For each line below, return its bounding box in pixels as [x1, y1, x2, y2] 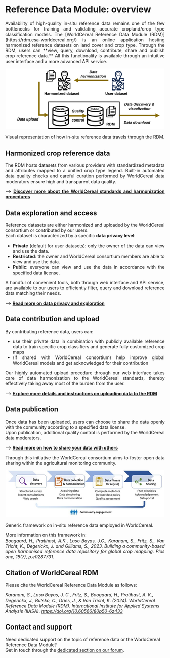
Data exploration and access [5, 208, 97, 217]
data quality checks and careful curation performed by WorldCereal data [5, 173, 165, 179]
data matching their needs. [5, 290, 62, 296]
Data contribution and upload [5, 315, 100, 323]
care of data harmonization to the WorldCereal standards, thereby [5, 375, 165, 381]
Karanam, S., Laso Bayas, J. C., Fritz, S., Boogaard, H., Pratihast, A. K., [5, 591, 154, 598]
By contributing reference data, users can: [5, 328, 94, 334]
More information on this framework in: [5, 532, 87, 539]
